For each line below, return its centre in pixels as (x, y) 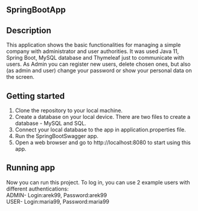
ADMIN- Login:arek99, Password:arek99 (57, 195)
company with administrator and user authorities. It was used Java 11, (93, 51)
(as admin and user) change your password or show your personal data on (99, 71)
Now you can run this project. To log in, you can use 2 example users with (98, 182)
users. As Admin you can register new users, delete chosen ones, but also (99, 64)
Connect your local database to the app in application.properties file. (100, 130)
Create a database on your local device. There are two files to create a (103, 117)
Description (29, 30)
